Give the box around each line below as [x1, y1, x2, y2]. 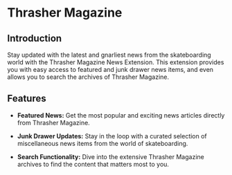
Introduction [7, 33, 62, 44]
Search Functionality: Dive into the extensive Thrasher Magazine [17, 152, 204, 160]
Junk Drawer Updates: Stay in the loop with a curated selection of [17, 131, 208, 140]
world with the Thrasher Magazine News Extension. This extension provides [7, 58, 224, 66]
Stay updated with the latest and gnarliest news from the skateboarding [7, 50, 211, 59]
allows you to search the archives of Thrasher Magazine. [7, 73, 170, 81]
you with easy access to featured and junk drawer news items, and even [7, 66, 213, 73]
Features [7, 93, 46, 104]
